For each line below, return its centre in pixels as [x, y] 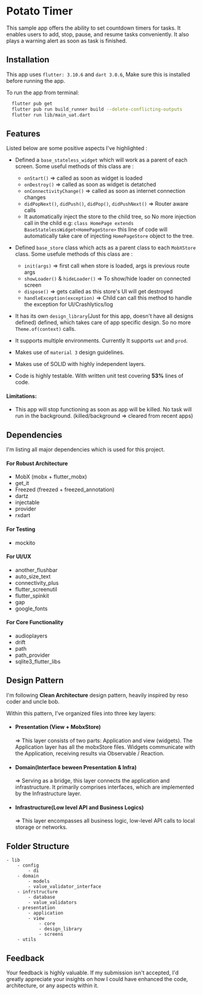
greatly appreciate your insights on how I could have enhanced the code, [97, 979]
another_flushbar [36, 570]
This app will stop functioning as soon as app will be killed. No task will [103, 409]
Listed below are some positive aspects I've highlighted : [77, 148]
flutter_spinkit [32, 595]
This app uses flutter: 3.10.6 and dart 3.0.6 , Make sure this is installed [98, 74]
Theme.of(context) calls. [45, 329]
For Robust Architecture [37, 463]
